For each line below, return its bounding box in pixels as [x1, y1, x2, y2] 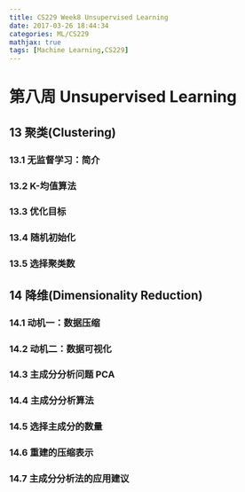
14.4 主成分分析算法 [9, 394, 95, 407]
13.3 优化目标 [9, 206, 67, 218]
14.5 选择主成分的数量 [9, 420, 103, 433]
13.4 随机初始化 [9, 231, 76, 244]
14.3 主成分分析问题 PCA [9, 369, 115, 381]
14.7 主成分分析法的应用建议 [9, 472, 130, 485]
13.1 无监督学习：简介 [9, 153, 100, 166]
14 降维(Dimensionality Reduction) [9, 287, 203, 302]
